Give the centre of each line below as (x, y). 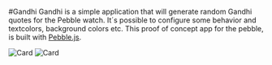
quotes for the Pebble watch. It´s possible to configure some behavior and (133, 20)
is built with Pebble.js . (45, 37)
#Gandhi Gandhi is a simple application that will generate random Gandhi (130, 12)
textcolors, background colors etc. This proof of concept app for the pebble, (136, 28)
